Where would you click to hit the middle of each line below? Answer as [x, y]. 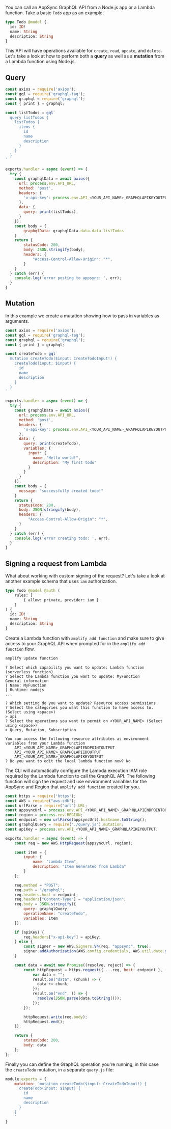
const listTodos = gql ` [31, 113]
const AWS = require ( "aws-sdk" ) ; [41, 801]
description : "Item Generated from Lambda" [79, 867]
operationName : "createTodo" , [55, 914]
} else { [24, 942]
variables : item [41, 918]
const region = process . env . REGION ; [44, 815]
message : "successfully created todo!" [61, 491]
